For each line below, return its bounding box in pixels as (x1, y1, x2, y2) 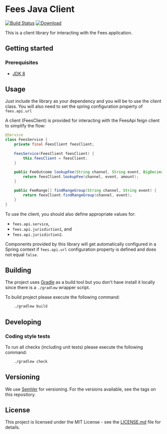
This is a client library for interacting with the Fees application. (5, 29, 133, 35)
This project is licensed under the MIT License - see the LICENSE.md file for (5, 419, 161, 425)
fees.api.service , (12, 221, 50, 227)
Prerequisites (5, 59, 38, 66)
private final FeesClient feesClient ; (14, 142, 94, 147)
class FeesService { (5, 137, 48, 142)
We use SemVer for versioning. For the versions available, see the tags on (5, 386, 156, 392)
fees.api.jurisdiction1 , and (12, 226, 72, 232)
